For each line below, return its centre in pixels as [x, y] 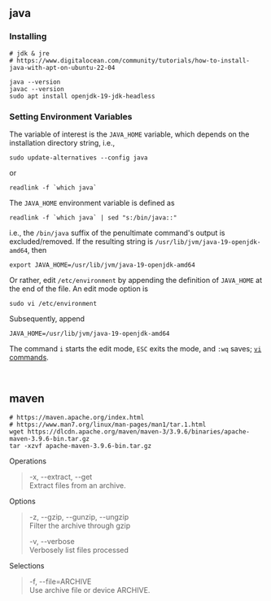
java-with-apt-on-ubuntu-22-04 [62, 68]
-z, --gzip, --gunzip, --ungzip [79, 516]
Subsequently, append [47, 318]
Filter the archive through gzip [80, 525]
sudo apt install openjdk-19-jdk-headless [82, 96]
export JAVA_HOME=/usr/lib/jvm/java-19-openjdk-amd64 [103, 265]
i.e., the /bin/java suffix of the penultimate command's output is [117, 233]
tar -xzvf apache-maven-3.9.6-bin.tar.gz [81, 446]
